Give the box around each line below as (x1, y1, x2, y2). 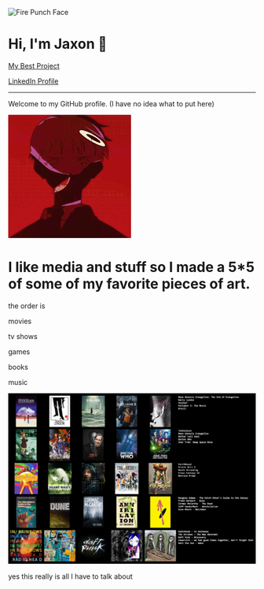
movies (8, 316, 32, 326)
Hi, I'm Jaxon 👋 (8, 35, 108, 53)
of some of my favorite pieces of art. (8, 275, 251, 293)
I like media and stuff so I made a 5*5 (8, 259, 255, 276)
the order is (8, 300, 46, 311)
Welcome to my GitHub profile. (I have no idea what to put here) (8, 99, 214, 108)
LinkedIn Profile (8, 76, 59, 86)
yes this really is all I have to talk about (8, 572, 134, 581)
